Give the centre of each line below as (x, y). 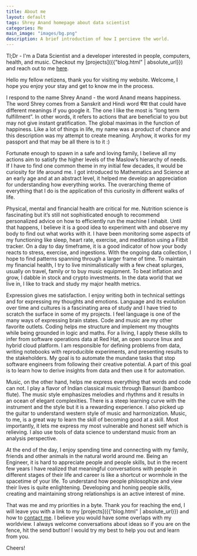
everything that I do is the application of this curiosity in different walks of (95, 191)
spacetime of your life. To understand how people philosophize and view (94, 481)
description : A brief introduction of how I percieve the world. (88, 39)
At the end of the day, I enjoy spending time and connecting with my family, (97, 450)
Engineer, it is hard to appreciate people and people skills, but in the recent (97, 462)
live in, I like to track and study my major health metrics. (74, 284)
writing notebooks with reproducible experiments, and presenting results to (97, 351)
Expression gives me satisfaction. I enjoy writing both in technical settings (96, 295)
